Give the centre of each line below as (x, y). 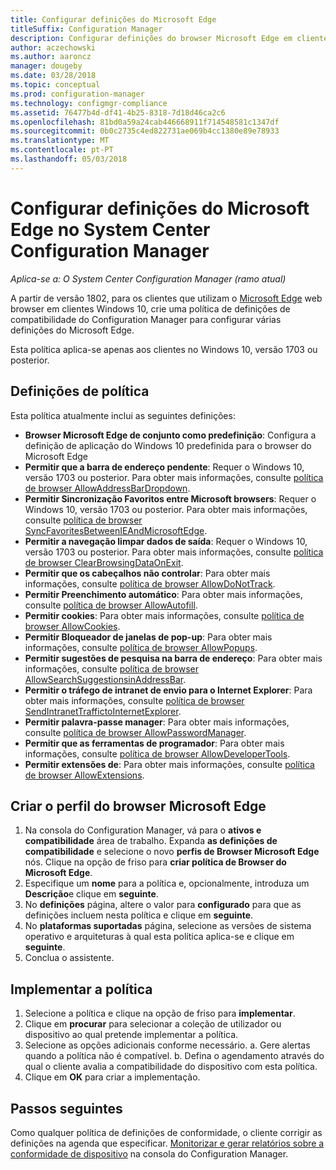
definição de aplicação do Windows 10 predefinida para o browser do (168, 445)
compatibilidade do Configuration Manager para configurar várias (146, 319)
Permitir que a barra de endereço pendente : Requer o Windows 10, (164, 467)
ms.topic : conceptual (55, 85)
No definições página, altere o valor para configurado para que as (163, 905)
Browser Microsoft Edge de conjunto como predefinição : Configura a (170, 435)
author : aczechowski (53, 47)
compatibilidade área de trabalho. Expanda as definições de (151, 841)
